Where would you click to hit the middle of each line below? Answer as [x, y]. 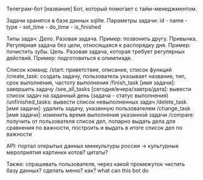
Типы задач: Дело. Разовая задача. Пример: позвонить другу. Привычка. [102, 38]
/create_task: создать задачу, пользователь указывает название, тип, [96, 76]
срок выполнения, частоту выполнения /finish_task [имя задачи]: [91, 82]
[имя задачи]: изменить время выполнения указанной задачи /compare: [100, 115]
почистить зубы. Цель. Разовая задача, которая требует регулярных [96, 52]
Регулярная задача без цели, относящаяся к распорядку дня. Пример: [98, 45]
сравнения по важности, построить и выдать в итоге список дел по [95, 128]
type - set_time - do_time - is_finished [54, 27]
